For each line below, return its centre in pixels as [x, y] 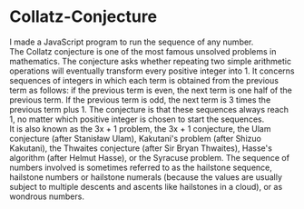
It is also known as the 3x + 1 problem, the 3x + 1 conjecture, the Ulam [140, 128]
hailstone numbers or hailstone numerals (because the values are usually [146, 177]
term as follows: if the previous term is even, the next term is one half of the [151, 90]
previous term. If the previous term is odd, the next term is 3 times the [140, 100]
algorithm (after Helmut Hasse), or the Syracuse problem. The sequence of [150, 157]
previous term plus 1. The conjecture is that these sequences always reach [149, 109]
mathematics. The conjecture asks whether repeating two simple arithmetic [151, 61]
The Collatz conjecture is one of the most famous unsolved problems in [143, 51]
